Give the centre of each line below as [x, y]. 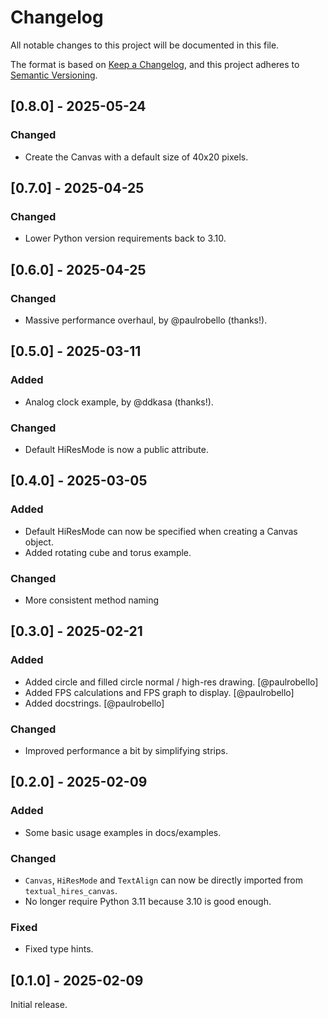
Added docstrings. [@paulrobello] [94, 703]
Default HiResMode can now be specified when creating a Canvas [161, 531]
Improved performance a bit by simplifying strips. [126, 750]
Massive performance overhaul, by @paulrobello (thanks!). [146, 320]
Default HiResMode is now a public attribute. [116, 449]
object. [39, 542]
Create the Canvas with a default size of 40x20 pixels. [136, 157]
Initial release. [39, 1005]
